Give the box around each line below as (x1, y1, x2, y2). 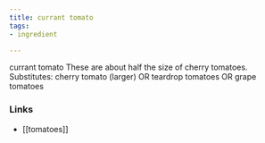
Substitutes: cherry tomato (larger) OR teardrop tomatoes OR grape (9, 71, 257, 82)
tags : (9, 21, 29, 30)
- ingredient (9, 29, 58, 38)
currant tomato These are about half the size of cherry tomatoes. (9, 62, 248, 72)
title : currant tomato (9, 13, 94, 22)
